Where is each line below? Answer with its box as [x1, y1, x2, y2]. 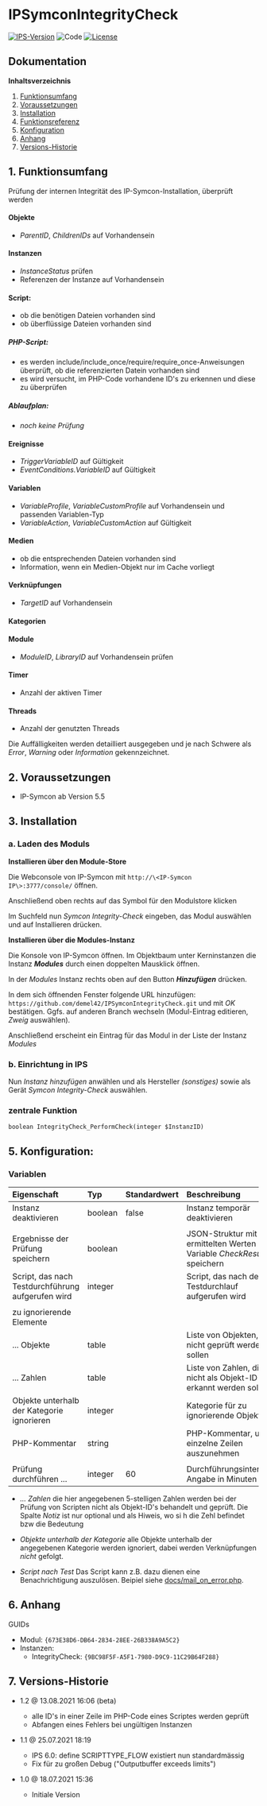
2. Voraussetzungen [8, 771, 111, 784]
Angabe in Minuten [186, 1473, 257, 1484]
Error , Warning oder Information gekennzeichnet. [8, 748, 170, 757]
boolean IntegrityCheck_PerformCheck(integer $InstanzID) [8, 1123, 204, 1131]
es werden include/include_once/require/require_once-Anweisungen [19, 358, 245, 367]
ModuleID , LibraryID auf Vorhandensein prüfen [19, 652, 173, 661]
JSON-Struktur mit [186, 1228, 257, 1239]
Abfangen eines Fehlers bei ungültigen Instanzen [31, 1719, 192, 1729]
